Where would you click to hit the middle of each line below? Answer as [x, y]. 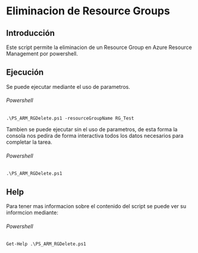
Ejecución [25, 72]
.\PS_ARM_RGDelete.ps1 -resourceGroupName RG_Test [70, 118]
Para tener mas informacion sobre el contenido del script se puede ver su [96, 206]
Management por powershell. [42, 54]
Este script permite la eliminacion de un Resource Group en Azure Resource [99, 47]
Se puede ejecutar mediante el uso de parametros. [68, 87]
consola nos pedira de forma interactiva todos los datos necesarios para [95, 136]
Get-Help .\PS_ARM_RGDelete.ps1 [46, 244]
